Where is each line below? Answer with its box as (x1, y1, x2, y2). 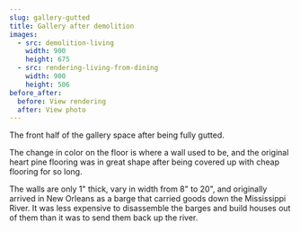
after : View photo (17, 105, 87, 114)
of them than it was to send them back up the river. (9, 212, 199, 223)
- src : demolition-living (17, 38, 115, 48)
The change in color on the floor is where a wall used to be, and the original (9, 147, 289, 158)
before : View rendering (17, 96, 106, 106)
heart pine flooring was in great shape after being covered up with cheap (9, 156, 280, 167)
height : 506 (25, 80, 70, 89)
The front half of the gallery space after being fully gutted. (9, 129, 225, 140)
